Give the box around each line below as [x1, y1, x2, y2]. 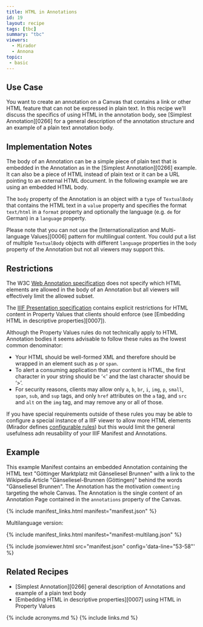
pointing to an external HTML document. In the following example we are [6, 177, 188, 185]
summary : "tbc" [6, 32, 45, 38]
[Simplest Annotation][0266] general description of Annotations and [15, 583, 186, 590]
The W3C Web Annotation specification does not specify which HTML [6, 279, 182, 286]
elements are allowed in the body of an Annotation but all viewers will [6, 286, 179, 293]
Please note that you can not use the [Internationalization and [6, 226, 160, 234]
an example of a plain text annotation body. [6, 124, 114, 131]
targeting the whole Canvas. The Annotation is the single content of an [6, 489, 183, 497]
